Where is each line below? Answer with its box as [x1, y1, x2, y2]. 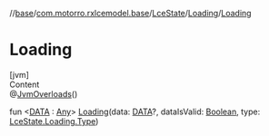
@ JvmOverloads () [9, 88, 78, 99]
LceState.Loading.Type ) [9, 115, 99, 126]
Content [9, 79, 40, 90]
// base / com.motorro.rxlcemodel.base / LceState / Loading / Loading [9, 8, 252, 18]
